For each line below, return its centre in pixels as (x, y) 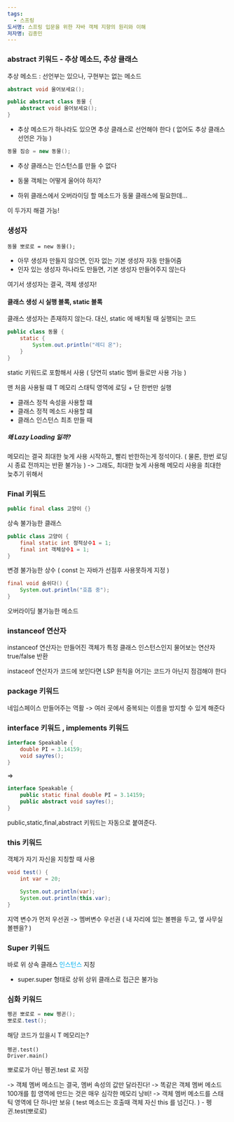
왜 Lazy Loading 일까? (39, 437)
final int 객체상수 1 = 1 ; (55, 549)
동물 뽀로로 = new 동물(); (41, 247)
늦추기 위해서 (25, 474)
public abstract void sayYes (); (67, 802)
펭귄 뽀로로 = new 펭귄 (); (41, 1015)
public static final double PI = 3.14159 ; (83, 795)
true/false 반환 (28, 656)
